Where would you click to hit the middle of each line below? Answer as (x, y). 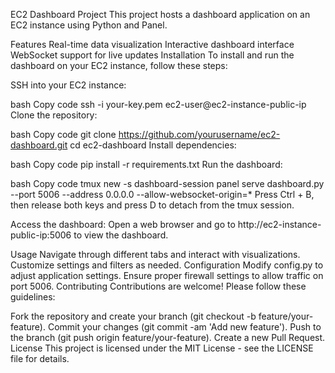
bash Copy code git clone (63, 134)
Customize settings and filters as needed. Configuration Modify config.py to (167, 265)
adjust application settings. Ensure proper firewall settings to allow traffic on (167, 275)
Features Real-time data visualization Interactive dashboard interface (152, 44)
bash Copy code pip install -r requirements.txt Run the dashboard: (146, 164)
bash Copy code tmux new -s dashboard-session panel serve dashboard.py (167, 183)
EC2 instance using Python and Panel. (89, 25)
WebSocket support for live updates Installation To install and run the (152, 55)
